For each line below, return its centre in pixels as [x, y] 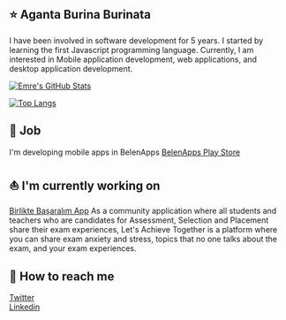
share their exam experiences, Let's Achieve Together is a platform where [143, 230]
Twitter [22, 298]
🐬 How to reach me [62, 276]
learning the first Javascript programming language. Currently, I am [132, 50]
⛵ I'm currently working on [85, 186]
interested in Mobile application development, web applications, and [133, 59]
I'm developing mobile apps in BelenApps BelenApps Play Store [125, 152]
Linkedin [25, 307]
